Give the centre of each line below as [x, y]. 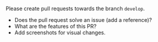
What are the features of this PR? [55, 26]
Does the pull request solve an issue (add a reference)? [83, 20]
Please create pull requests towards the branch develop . [75, 9]
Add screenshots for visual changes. [60, 33]
